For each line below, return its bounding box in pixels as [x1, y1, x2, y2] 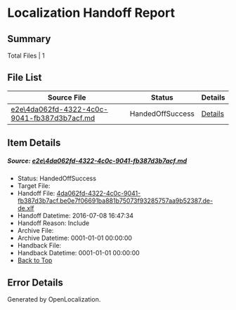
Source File [47, 93, 86, 102]
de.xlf [17, 204, 34, 213]
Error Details [7, 276, 63, 288]
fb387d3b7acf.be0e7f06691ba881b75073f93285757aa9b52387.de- [17, 196, 213, 205]
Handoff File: [17, 189, 55, 198]
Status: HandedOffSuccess [17, 174, 97, 183]
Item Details [7, 137, 61, 149]
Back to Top [17, 256, 53, 264]
